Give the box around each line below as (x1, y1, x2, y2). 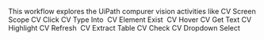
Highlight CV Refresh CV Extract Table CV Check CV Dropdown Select (8, 24, 240, 32)
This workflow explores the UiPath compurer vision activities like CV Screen (8, 7, 256, 16)
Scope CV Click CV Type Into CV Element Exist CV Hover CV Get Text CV (8, 15, 252, 24)
